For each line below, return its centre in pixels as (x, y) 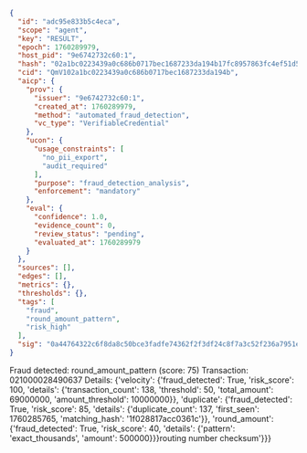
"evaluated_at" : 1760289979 (87, 242)
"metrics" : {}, (47, 285)
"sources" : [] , (47, 268)
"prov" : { (45, 90)
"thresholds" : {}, (53, 293)
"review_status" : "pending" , (89, 234)
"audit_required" (75, 166)
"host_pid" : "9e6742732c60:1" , (77, 56)
